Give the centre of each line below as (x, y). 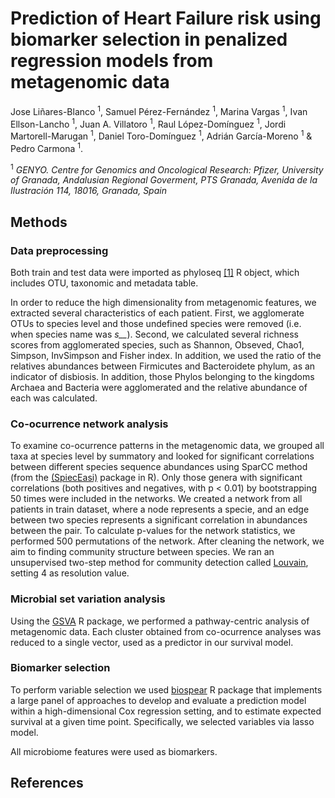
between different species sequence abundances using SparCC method (159, 467)
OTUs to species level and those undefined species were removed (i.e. (156, 323)
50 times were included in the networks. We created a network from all (156, 499)
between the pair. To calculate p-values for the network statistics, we (153, 531)
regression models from (112, 61)
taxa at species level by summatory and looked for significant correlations (162, 456)
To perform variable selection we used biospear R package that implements (166, 689)
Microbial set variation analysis (88, 599)
